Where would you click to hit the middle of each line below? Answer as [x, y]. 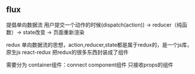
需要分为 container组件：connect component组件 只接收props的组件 [90, 65]
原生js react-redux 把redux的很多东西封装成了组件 [67, 52]
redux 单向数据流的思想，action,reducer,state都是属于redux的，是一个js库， [99, 44]
